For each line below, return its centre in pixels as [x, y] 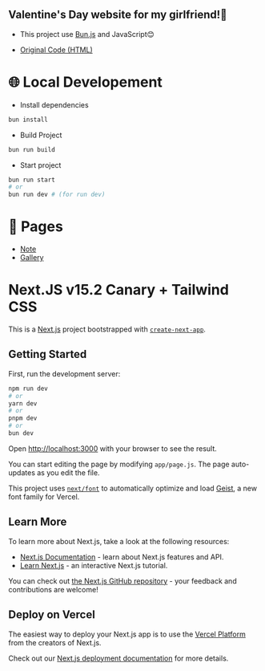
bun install [28, 120]
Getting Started [48, 354]
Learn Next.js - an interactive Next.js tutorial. [94, 565]
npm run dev [28, 388]
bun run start [32, 180]
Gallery [32, 258]
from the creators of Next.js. [55, 642]
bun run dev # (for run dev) [57, 195]
